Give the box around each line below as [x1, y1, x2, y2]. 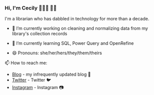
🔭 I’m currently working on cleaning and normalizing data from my [11, 25, 148, 31]
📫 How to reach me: [4, 60, 47, 66]
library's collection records [11, 31, 67, 37]
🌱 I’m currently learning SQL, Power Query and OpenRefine [11, 40, 134, 46]
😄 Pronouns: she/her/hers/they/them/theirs [11, 50, 102, 56]
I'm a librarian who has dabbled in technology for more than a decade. [4, 16, 149, 22]
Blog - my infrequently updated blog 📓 [11, 72, 91, 78]
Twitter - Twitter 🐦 [11, 77, 51, 83]
